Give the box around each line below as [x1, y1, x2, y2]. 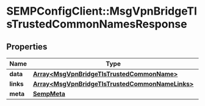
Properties [6, 41, 48, 52]
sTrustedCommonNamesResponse [6, 17, 187, 31]
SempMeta [32, 90, 65, 98]
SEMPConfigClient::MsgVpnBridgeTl [6, 4, 197, 18]
